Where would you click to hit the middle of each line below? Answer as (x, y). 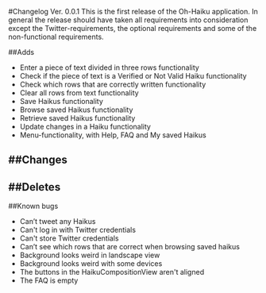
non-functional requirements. (56, 37)
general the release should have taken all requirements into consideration (128, 20)
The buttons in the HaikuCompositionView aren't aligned (112, 272)
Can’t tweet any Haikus (58, 222)
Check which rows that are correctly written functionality (113, 84)
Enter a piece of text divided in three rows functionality (110, 67)
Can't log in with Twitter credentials (78, 230)
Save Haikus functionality (61, 101)
